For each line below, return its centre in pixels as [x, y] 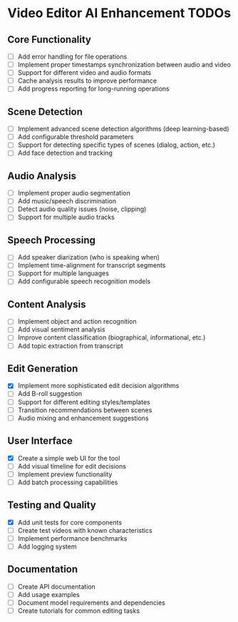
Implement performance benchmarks [72, 538]
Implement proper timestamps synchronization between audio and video [124, 65]
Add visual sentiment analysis [61, 330]
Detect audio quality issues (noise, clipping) [82, 209]
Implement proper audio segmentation [74, 193]
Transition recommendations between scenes [85, 410]
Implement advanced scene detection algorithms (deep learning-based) [123, 129]
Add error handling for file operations [72, 56]
